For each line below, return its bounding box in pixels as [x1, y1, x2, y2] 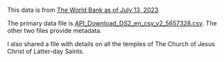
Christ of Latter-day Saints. [7, 48, 85, 55]
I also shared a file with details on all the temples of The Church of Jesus [7, 40, 215, 48]
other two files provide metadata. [7, 27, 102, 34]
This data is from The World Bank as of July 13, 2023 [7, 6, 159, 14]
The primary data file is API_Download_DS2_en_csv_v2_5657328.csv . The [7, 19, 217, 27]
